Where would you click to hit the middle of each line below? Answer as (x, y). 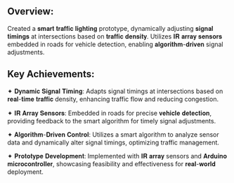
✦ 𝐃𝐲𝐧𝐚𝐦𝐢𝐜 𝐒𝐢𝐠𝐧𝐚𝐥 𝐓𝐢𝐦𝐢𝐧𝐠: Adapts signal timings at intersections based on (115, 91)
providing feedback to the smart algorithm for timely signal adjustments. (112, 121)
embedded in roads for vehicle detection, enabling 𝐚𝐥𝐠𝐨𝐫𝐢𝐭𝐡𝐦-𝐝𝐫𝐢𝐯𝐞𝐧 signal (115, 44)
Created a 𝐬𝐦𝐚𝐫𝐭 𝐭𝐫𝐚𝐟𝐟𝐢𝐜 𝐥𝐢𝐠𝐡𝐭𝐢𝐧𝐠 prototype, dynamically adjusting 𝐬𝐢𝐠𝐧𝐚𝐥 (110, 28)
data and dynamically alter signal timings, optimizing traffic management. (113, 142)
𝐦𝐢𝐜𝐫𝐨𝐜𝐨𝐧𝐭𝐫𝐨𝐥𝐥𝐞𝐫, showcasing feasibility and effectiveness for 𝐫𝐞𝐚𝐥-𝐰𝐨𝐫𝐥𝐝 (111, 163)
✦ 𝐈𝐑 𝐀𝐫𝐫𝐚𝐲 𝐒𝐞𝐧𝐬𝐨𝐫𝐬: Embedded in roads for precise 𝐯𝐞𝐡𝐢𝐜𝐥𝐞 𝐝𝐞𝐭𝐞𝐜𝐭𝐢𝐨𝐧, (110, 113)
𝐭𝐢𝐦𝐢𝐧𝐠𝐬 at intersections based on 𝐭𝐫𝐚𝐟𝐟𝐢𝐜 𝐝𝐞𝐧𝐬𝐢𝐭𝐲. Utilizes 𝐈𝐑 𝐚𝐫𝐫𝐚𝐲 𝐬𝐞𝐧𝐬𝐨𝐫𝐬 (115, 36)
